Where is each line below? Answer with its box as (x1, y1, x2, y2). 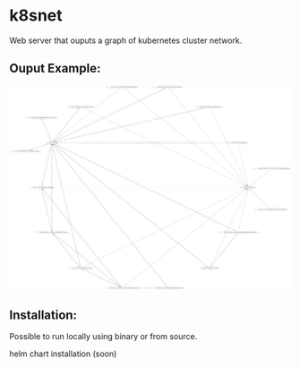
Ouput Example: (9, 61, 101, 76)
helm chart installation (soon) (9, 348, 117, 359)
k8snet (9, 5, 63, 26)
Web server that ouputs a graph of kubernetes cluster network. (9, 35, 243, 46)
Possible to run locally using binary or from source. (9, 331, 198, 342)
